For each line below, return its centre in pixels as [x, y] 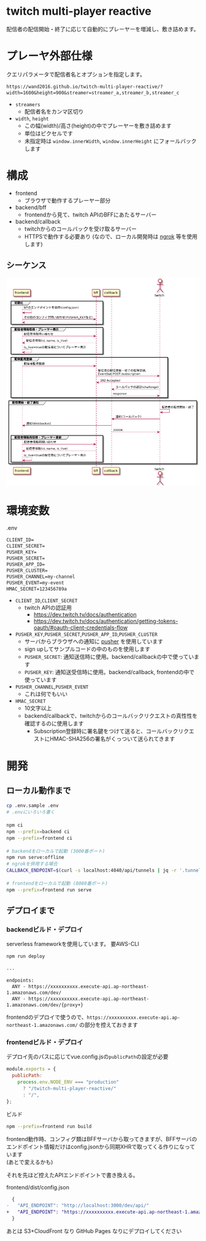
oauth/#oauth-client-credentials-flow [81, 628]
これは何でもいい [46, 694]
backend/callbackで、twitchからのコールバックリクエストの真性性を [111, 716]
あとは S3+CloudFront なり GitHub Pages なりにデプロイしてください [94, 1231]
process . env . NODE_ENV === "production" [68, 1082]
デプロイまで [31, 911]
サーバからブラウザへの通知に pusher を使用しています [94, 642]
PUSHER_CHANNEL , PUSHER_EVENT [52, 687]
